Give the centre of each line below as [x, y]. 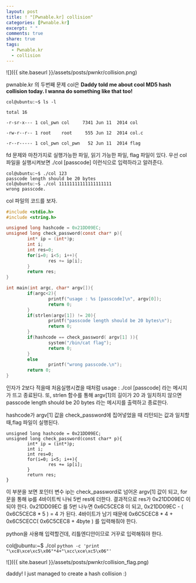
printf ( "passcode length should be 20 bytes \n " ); [110, 321]
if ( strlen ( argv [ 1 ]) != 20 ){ [62, 315]
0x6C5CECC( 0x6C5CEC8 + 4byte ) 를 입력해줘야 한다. [72, 521]
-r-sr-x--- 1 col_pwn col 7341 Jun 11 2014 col [72, 122]
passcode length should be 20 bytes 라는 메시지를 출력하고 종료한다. [87, 402]
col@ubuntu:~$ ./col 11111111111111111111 [59, 184]
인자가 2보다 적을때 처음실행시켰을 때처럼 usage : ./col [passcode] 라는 [89, 388]
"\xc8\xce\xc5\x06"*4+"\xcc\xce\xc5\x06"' [59, 551]
